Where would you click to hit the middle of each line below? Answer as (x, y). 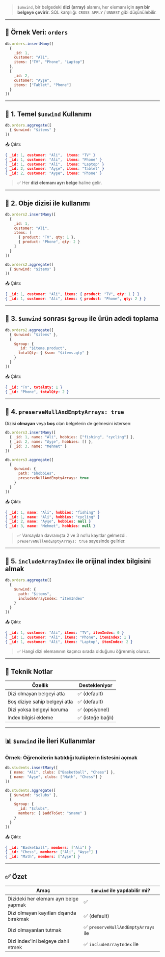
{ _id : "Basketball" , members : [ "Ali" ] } (48, 848)
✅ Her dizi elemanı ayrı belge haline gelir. (59, 183)
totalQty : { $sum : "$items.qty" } (54, 353)
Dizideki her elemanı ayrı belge (43, 898)
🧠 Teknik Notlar (29, 672)
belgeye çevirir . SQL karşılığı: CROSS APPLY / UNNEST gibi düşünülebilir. (87, 12)
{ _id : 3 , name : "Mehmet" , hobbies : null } (50, 526)
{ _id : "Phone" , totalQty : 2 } (37, 392)
